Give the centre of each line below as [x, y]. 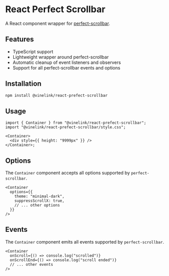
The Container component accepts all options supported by [68, 173]
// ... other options [37, 205]
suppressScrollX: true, [40, 201]
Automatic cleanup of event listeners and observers [67, 62]
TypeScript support [33, 51]
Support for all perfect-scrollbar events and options [66, 67]
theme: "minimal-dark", [40, 196]
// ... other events [31, 264]
